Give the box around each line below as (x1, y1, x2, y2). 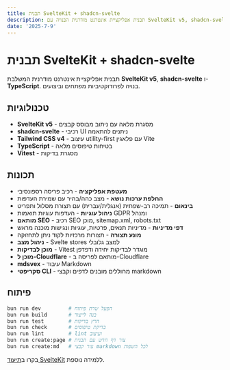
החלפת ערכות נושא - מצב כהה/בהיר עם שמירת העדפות (16, 194, 164, 202)
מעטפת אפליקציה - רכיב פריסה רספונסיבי (16, 187, 128, 195)
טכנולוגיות (7, 102, 49, 114)
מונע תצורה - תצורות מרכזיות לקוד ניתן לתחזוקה (16, 230, 142, 239)
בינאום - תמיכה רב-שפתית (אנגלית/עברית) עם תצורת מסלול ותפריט (16, 201, 194, 209)
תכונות (7, 169, 35, 181)
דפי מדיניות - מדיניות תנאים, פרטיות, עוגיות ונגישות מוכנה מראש (16, 223, 183, 231)
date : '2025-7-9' (7, 23, 57, 29)
